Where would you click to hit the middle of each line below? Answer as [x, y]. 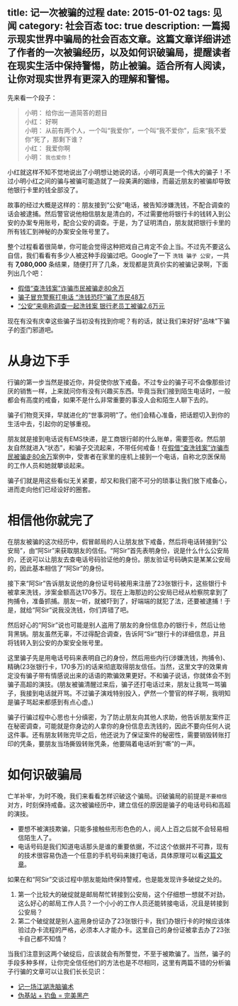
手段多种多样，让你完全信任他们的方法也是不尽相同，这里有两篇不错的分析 [116, 962]
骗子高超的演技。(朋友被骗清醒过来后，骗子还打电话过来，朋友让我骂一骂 [114, 684]
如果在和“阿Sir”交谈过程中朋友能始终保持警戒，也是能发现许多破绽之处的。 [117, 879]
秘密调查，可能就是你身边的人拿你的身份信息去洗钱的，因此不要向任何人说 [122, 726]
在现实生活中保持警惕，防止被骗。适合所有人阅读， [119, 66]
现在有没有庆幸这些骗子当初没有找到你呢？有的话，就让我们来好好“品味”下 [116, 320]
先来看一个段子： [32, 97]
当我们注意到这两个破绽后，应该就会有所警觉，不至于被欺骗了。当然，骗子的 [119, 954]
